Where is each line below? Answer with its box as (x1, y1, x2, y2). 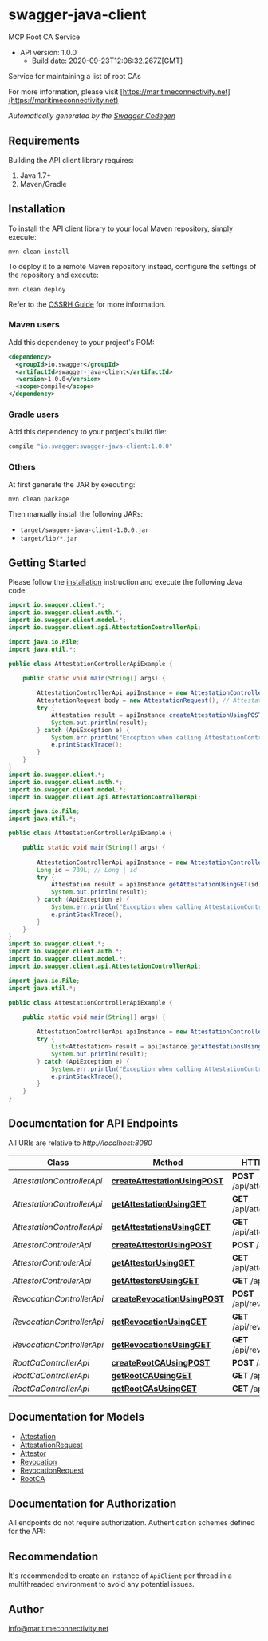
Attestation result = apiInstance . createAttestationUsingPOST (50, 711, 262, 719)
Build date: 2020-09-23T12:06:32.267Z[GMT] (31, 56, 183, 65)
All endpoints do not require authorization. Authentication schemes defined (8, 1518, 255, 1528)
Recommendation (8, 1549, 98, 1563)
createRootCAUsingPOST (111, 1357, 211, 1368)
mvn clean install (8, 248, 69, 256)
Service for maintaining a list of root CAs (8, 71, 141, 81)
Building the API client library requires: (8, 155, 134, 164)
